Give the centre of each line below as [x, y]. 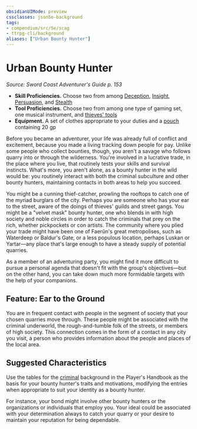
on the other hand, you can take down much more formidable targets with [96, 274]
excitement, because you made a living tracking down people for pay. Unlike [98, 144]
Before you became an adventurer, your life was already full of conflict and [97, 138]
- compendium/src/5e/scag [38, 28]
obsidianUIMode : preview [36, 11]
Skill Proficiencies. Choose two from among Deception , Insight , [92, 95]
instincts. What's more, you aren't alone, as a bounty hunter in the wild [92, 170]
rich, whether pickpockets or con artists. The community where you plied [95, 225]
